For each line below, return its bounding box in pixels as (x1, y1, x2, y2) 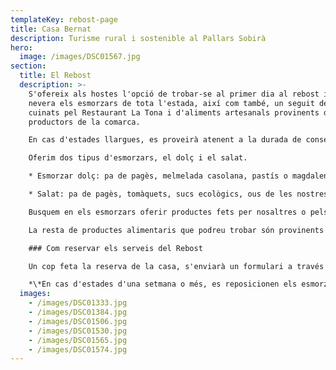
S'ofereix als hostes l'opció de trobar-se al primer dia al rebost (28, 89, 320, 99)
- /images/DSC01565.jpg (28, 335, 128, 345)
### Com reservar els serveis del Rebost (28, 243, 203, 253)
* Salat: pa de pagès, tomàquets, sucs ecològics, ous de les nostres (28, 189, 329, 199)
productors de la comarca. (28, 117, 141, 127)
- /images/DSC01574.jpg (28, 344, 128, 355)
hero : (10, 42, 33, 53)
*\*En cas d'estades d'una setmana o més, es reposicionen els (28, 279, 298, 290)
